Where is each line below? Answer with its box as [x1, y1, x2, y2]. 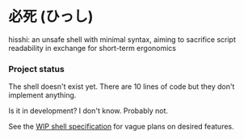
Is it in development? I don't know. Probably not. [8, 106, 168, 116]
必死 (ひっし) [8, 7, 94, 26]
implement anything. [8, 91, 77, 100]
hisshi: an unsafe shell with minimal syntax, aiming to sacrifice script [8, 34, 236, 44]
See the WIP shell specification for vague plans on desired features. [8, 122, 234, 132]
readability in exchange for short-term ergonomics [8, 43, 176, 53]
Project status [8, 63, 65, 74]
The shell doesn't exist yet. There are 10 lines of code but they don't [8, 82, 235, 91]
